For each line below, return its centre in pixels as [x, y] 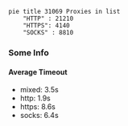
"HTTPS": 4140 [46, 26]
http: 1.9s [35, 98]
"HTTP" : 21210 [48, 18]
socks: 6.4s [39, 116]
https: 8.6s [38, 107]
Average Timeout [38, 71]
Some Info [29, 52]
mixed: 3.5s [39, 90]
